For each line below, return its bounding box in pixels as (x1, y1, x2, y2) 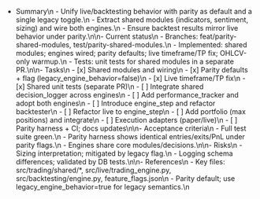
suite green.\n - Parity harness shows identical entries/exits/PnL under (15, 132, 246, 141)
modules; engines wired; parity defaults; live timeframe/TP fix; (15, 49, 218, 57)
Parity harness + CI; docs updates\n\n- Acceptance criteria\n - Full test (15, 123, 247, 133)
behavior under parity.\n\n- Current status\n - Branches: (15, 31, 199, 41)
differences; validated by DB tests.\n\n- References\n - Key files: (15, 157, 225, 166)
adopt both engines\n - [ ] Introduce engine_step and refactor (15, 98, 216, 108)
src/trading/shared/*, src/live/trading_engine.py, (15, 165, 172, 175)
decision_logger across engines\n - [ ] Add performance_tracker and (15, 90, 239, 99)
